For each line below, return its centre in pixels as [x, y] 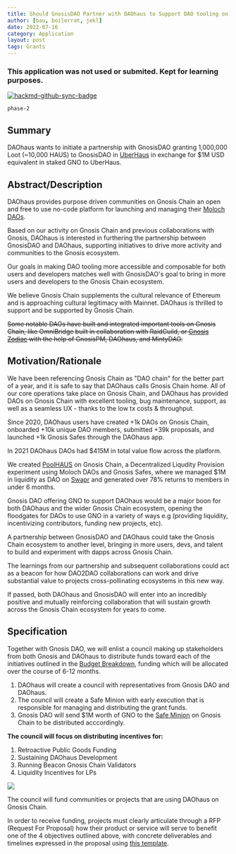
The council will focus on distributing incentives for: [85, 736]
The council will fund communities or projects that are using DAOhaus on [113, 799]
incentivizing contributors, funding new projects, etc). [85, 523]
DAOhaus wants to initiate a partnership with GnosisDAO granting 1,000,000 [117, 147]
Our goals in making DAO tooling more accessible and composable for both [117, 267]
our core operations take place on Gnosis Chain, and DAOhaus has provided [118, 393]
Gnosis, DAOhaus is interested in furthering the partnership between [107, 238]
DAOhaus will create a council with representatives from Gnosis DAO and [124, 685]
